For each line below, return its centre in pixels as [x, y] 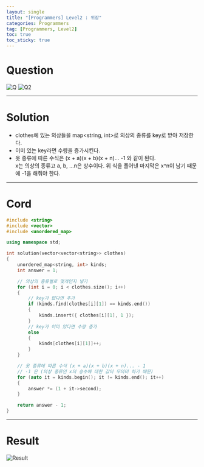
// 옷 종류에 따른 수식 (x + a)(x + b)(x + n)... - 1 [81, 366]
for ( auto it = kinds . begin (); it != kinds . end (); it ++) [91, 377]
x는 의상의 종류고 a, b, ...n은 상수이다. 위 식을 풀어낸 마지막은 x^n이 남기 [100, 166]
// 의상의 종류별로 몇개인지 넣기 [53, 281]
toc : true [19, 35]
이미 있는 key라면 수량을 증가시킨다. [58, 150]
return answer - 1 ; [42, 406]
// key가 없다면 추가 [52, 298]
